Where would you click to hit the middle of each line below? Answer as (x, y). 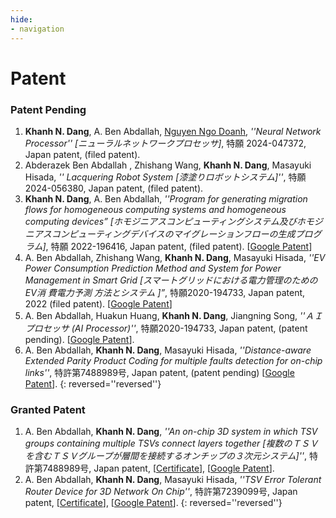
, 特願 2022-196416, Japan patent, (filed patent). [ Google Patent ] (179, 246)
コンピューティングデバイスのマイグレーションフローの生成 (173, 233)
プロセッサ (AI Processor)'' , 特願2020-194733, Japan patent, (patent (166, 328)
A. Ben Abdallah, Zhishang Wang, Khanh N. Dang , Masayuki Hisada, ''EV (175, 257)
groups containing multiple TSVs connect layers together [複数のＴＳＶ (171, 443)
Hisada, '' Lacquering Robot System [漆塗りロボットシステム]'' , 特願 (165, 177)
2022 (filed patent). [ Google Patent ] (98, 303)
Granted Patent (48, 409)
